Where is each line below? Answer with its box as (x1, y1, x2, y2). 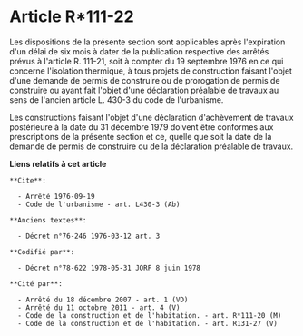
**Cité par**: (9, 279, 64, 288)
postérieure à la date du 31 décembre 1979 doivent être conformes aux (9, 121, 274, 133)
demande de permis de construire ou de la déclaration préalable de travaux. (9, 141, 294, 152)
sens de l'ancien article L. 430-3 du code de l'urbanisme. (9, 94, 224, 105)
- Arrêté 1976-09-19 (17, 192, 95, 201)
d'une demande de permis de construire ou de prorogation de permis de (9, 74, 280, 85)
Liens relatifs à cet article (9, 158, 107, 169)
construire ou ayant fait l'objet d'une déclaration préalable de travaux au (9, 84, 279, 95)
